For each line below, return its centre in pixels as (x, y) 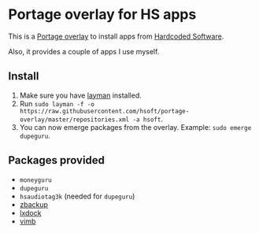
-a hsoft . (148, 119)
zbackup (34, 204)
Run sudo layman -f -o (57, 103)
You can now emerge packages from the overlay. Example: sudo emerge (135, 127)
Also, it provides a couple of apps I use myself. (84, 51)
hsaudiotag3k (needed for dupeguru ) (77, 196)
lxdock (30, 213)
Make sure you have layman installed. (80, 95)
